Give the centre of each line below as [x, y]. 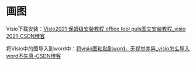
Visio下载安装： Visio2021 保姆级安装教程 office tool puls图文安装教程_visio [96, 29]
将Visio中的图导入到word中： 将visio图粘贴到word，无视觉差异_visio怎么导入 [98, 48]
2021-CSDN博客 [25, 36]
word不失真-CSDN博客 [34, 56]
